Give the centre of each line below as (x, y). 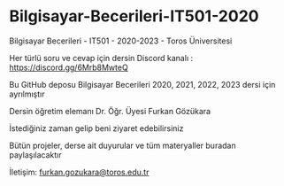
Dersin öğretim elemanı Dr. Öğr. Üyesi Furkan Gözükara (110, 111)
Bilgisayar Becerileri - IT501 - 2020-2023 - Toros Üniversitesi (121, 41)
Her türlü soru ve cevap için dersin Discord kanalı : (101, 58)
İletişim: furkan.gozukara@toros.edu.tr (79, 172)
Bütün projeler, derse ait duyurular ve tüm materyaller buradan (123, 145)
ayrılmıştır (27, 94)
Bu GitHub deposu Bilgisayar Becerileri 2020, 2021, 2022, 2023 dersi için (142, 84)
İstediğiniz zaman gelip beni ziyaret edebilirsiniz (96, 128)
